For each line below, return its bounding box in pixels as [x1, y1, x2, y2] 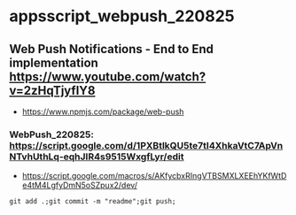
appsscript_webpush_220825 [9, 6, 235, 27]
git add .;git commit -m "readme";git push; [9, 197, 176, 206]
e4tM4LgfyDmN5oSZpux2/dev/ [21, 180, 137, 191]
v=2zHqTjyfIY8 [9, 82, 96, 98]
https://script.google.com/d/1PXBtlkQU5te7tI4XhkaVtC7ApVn [9, 139, 284, 151]
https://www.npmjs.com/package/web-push [21, 106, 184, 117]
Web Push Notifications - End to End [9, 42, 214, 57]
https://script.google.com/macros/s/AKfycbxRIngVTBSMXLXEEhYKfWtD [21, 171, 287, 181]
